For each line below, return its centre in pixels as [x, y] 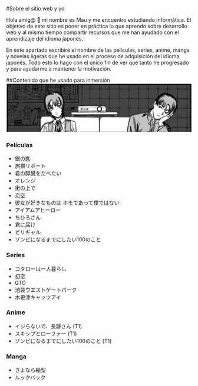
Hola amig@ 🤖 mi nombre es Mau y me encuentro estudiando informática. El [99, 20]
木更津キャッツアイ [38, 297]
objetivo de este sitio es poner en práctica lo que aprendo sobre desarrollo [97, 26]
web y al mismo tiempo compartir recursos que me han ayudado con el [93, 32]
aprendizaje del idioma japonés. [45, 39]
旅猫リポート [30, 166]
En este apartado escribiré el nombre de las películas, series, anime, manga [98, 50]
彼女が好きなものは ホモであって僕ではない [67, 203]
